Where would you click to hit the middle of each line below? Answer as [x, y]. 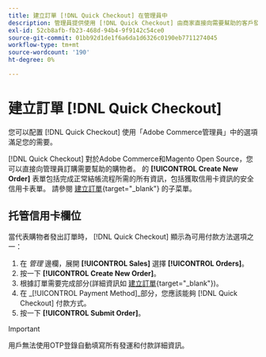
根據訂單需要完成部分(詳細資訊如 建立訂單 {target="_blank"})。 [121, 283]
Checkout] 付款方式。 [55, 303]
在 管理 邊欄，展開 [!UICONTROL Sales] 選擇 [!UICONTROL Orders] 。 [134, 263]
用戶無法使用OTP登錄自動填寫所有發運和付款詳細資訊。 [99, 345]
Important [24, 328]
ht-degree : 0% [32, 60]
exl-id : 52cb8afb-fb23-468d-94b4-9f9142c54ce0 [86, 30]
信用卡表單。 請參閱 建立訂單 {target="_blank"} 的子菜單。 [102, 188]
